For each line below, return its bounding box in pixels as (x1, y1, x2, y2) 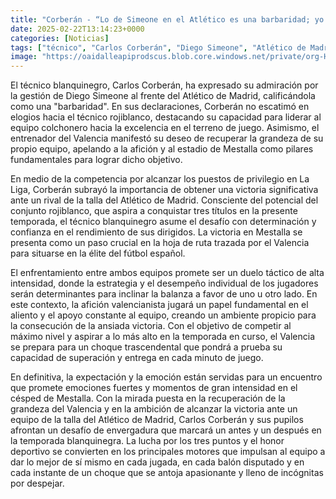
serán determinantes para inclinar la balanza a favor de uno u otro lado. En (10, 288, 318, 300)
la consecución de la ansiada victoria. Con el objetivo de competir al (10, 320, 292, 332)
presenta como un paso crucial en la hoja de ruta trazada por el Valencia (10, 237, 310, 249)
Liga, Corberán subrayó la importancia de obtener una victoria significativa (10, 184, 319, 196)
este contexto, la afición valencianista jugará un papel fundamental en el (10, 299, 309, 311)
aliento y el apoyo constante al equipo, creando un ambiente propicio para (10, 309, 317, 321)
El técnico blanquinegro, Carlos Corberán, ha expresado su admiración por (10, 79, 319, 91)
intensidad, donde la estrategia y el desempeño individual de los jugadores (10, 277, 319, 290)
